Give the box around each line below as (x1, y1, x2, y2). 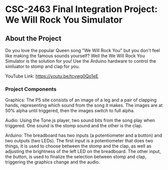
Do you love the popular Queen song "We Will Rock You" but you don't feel (5, 48, 160, 53)
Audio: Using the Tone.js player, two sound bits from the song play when (5, 117, 155, 123)
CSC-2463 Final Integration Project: (5, 4, 158, 15)
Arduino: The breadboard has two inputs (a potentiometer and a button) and (5, 132, 162, 138)
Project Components (5, 85, 57, 92)
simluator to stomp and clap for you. (5, 64, 80, 69)
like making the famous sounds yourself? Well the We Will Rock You (5, 53, 145, 59)
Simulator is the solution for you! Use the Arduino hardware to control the (5, 58, 156, 64)
